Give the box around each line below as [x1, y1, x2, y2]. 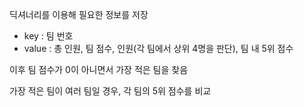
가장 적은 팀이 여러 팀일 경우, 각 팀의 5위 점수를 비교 [9, 85, 212, 97]
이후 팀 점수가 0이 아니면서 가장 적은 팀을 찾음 [9, 64, 189, 75]
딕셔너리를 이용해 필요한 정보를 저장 [9, 9, 149, 20]
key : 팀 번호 [23, 30, 74, 42]
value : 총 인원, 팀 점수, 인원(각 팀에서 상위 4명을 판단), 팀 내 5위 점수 [23, 43, 294, 54]
